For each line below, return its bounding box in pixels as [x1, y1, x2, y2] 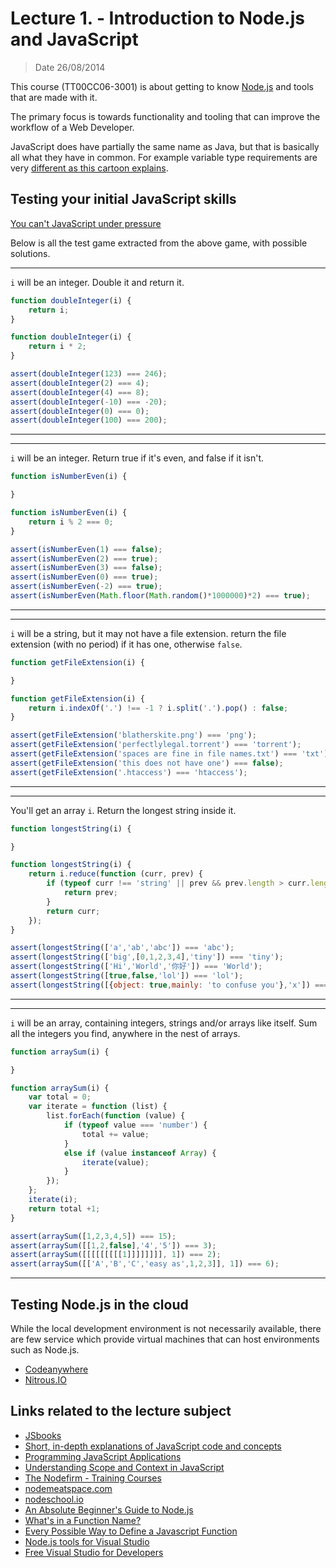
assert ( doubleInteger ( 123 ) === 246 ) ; [10, 369, 168, 379]
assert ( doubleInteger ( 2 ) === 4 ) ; [10, 378, 150, 388]
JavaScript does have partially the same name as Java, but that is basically [10, 140, 320, 152]
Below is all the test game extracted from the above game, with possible [10, 237, 308, 249]
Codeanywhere [24, 1363, 89, 1375]
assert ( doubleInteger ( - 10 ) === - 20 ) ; [10, 397, 168, 407]
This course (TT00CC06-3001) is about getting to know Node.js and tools [10, 80, 314, 92]
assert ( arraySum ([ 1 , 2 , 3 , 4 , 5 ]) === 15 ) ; [10, 1231, 177, 1241]
